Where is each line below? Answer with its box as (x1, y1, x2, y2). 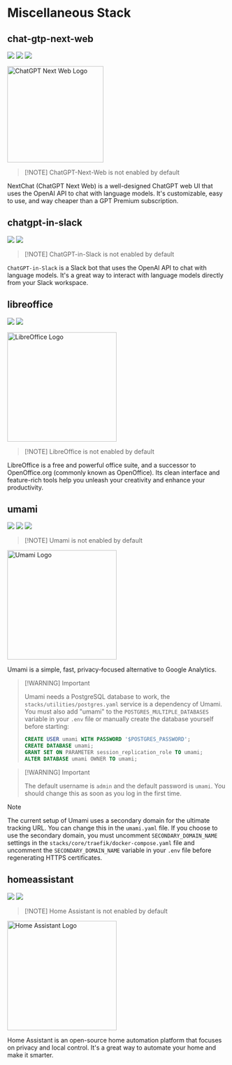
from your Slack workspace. (7, 278, 89, 286)
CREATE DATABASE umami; (24, 742, 94, 750)
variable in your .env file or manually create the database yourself (24, 715, 215, 723)
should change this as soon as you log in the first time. (24, 789, 182, 798)
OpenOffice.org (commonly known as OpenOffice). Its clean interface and (7, 468, 220, 477)
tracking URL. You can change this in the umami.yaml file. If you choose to (7, 823, 218, 832)
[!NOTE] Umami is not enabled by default (24, 536, 143, 545)
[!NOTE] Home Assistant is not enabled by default (24, 907, 168, 915)
